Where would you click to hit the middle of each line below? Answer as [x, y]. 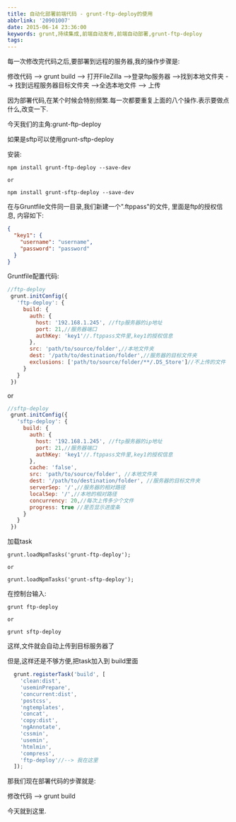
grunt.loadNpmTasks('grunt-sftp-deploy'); [71, 580]
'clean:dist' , [41, 681]
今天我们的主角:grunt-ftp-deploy [54, 124]
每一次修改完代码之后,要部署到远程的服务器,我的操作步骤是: [94, 62]
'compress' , [37, 753]
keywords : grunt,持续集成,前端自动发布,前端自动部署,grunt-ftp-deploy [105, 34]
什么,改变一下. [28, 109]
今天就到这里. [27, 811]
